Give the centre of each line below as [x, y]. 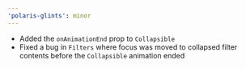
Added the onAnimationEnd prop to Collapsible [97, 38]
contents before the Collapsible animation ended [102, 55]
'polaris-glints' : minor [49, 16]
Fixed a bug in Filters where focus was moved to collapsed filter [128, 47]
